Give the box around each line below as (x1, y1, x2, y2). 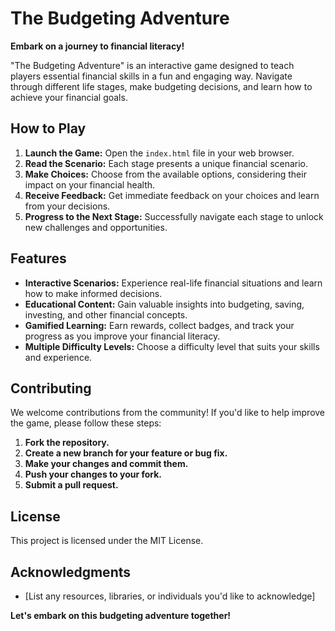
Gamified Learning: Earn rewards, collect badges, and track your (24, 319, 295, 331)
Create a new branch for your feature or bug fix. (24, 447, 228, 459)
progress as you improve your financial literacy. (24, 330, 221, 342)
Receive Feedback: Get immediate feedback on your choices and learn (24, 189, 320, 201)
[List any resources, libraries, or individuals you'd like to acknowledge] (24, 590, 316, 602)
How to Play (10, 120, 87, 137)
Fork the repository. (24, 437, 110, 449)
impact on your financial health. (24, 178, 156, 191)
